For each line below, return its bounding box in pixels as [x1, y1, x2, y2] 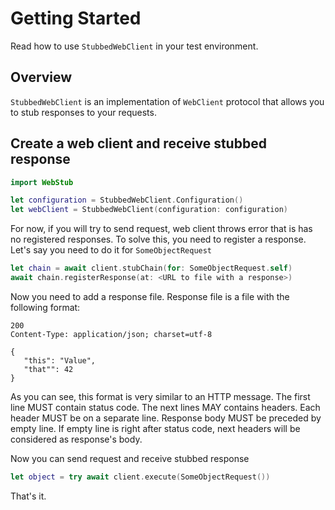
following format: [10, 301, 81, 313]
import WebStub [10, 177, 74, 187]
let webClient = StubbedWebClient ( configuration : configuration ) [10, 205, 288, 215]
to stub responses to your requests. [10, 106, 157, 118]
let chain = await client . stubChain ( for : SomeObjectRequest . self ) [10, 263, 293, 274]
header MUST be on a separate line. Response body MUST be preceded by [10, 412, 322, 424]
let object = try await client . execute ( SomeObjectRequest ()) [10, 472, 271, 482]
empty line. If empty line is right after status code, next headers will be [10, 422, 301, 434]
